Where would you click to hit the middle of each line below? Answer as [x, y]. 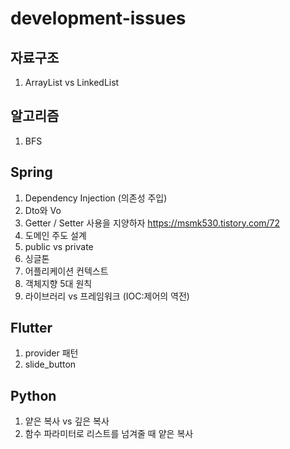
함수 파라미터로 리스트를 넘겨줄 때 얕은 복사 [109, 434]
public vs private [59, 246]
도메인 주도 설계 [55, 235]
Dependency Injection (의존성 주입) [96, 198]
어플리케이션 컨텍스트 [66, 271]
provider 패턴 [51, 353]
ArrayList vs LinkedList [72, 82]
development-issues [98, 18]
